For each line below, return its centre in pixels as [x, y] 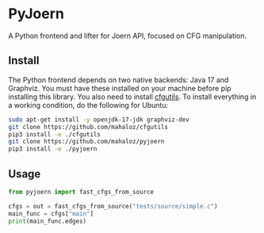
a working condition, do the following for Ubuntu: [88, 105]
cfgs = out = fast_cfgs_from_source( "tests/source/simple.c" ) [113, 206]
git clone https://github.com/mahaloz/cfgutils [88, 127]
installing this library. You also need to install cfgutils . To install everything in [132, 97]
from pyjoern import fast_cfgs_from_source [81, 192]
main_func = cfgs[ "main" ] [51, 214]
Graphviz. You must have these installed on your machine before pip [120, 88]
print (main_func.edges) [48, 221]
